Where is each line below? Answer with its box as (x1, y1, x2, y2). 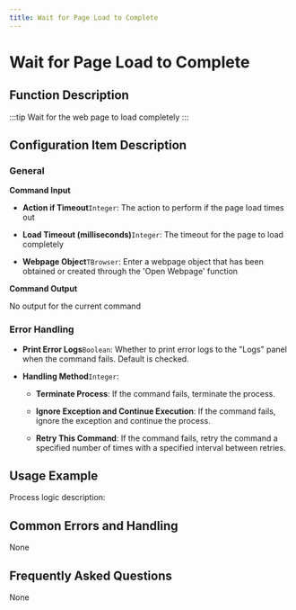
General (9, 164, 45, 176)
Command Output (9, 283, 78, 294)
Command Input (9, 185, 71, 196)
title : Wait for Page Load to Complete (9, 13, 159, 22)
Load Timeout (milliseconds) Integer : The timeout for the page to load (22, 229, 284, 240)
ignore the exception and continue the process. (35, 415, 211, 426)
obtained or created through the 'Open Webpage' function (22, 266, 239, 277)
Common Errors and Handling (9, 518, 178, 534)
